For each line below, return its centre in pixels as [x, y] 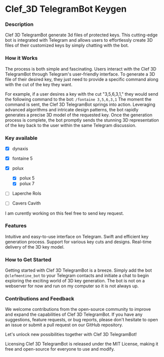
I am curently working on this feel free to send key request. [64, 213]
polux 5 [27, 178]
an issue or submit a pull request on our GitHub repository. [64, 325]
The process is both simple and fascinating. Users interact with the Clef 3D [81, 69]
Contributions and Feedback [40, 299]
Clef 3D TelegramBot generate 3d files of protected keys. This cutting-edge [82, 35]
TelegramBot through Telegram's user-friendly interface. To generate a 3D [80, 74]
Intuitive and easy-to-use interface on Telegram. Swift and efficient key [77, 236]
